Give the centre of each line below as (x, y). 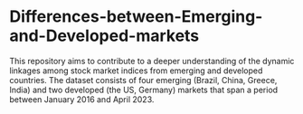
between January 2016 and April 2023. (82, 99)
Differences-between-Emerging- (136, 17)
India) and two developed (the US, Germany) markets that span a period (144, 90)
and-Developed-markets (104, 36)
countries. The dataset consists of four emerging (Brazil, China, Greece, (143, 80)
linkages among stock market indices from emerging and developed (136, 71)
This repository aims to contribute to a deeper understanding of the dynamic (152, 61)
